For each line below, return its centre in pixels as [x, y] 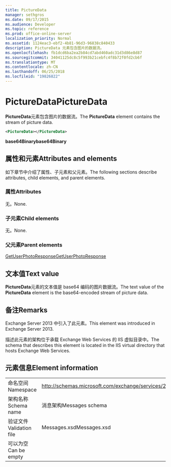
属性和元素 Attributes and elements [61, 159]
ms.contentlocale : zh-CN [32, 67]
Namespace [22, 389]
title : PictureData [26, 10]
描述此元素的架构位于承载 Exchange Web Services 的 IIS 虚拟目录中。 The [82, 339]
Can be [17, 450]
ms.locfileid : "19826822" [33, 77]
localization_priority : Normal [38, 39]
